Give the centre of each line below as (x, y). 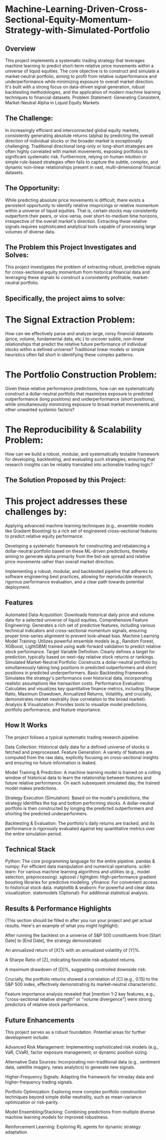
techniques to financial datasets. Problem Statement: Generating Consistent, (83, 97)
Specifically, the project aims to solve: (65, 298)
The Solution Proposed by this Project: (65, 480)
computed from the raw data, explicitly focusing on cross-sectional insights (82, 757)
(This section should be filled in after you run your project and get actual (79, 921)
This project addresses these (66, 501)
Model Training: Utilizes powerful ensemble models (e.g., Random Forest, (80, 641)
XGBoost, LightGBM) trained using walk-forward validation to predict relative (83, 646)
